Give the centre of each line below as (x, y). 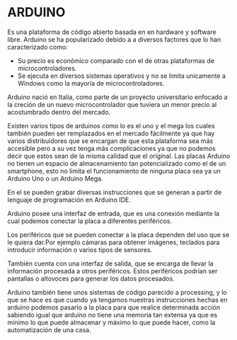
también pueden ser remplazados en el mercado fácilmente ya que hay (111, 133)
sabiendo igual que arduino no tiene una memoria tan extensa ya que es (112, 314)
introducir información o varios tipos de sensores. (80, 249)
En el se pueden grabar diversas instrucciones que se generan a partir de (115, 192)
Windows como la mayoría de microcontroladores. (91, 83)
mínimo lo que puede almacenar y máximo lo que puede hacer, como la (111, 322)
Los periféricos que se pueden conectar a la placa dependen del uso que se (118, 234)
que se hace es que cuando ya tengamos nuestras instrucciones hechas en (117, 300)
